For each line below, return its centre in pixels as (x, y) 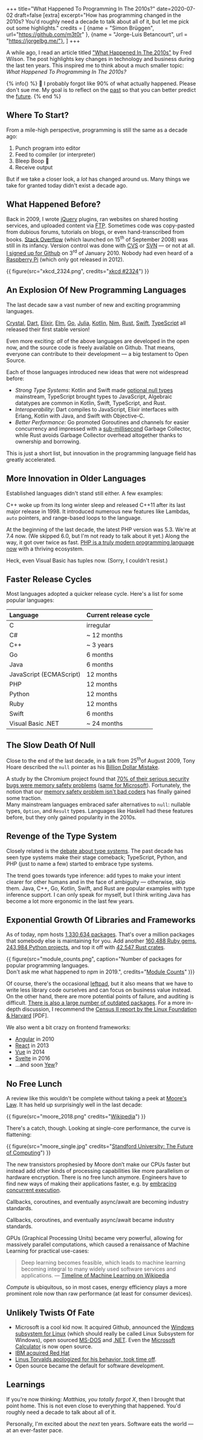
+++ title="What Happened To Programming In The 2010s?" (81, 9)
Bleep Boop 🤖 (32, 161)
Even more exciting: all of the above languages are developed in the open (98, 341)
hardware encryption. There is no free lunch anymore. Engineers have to (97, 1177)
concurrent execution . (34, 1190)
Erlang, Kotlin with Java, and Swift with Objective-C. (80, 416)
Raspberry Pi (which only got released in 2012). (65, 259)
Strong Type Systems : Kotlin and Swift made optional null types (94, 390)
